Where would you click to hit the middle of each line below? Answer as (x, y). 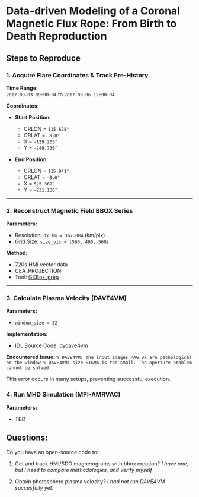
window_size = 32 (36, 323)
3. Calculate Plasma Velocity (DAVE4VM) (66, 298)
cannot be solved (28, 368)
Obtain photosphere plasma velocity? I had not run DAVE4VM (90, 481)
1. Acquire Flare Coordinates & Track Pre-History (77, 75)
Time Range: (22, 88)
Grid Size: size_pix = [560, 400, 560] (62, 241)
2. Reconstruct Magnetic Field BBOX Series (70, 210)
